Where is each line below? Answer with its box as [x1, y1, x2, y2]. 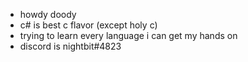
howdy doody [19, 9, 77, 20]
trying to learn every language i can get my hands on [19, 30, 238, 41]
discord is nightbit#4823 [19, 40, 122, 52]
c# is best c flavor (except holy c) [19, 19, 158, 31]
